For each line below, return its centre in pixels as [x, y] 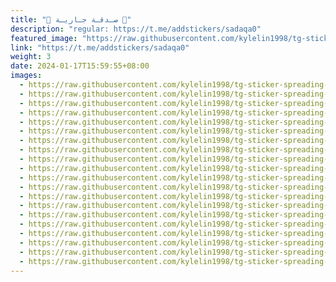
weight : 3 [31, 57]
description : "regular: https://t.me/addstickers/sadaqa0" [136, 29]
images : [26, 76]
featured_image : [44, 38]
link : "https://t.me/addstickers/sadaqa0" [100, 47]
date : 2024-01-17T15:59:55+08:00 [80, 66]
